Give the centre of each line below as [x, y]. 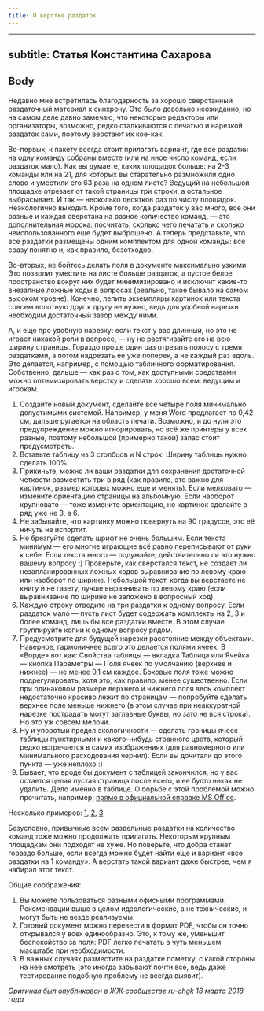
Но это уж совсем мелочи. [65, 722]
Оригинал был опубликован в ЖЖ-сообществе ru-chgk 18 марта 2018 [126, 991]
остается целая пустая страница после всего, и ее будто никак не [131, 780]
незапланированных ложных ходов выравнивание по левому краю [132, 571]
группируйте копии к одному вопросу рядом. [96, 630]
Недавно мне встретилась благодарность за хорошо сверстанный [121, 100]
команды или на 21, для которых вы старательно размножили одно [122, 174]
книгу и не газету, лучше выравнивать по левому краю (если [123, 588]
